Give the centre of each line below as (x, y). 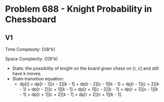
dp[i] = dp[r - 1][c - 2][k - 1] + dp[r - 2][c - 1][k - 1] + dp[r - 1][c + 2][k (89, 84)
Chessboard (31, 19)
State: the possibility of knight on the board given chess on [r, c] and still (85, 68)
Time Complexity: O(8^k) (30, 49)
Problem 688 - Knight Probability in (79, 9)
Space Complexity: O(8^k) (31, 59)
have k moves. (27, 74)
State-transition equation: (38, 79)
